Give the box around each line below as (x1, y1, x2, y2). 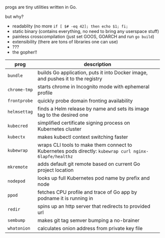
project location (37, 167, 74, 173)
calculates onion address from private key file (37, 225, 143, 232)
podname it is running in (37, 195, 93, 202)
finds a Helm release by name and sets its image (37, 106, 149, 112)
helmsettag (7, 109, 33, 114)
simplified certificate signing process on (37, 120, 130, 126)
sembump (7, 218, 26, 223)
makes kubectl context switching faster (37, 133, 129, 140)
